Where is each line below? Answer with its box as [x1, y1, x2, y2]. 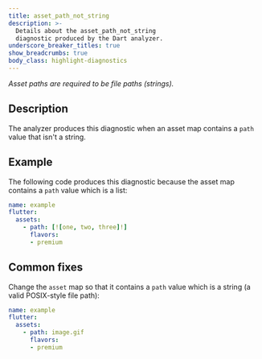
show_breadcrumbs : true [8, 49, 88, 57]
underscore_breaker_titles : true [8, 42, 121, 50]
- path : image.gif [23, 328, 84, 336]
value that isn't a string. [8, 132, 86, 142]
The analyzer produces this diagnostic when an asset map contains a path [8, 123, 255, 133]
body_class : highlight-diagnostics [8, 57, 128, 65]
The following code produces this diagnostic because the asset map [8, 176, 235, 186]
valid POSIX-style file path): [8, 291, 100, 300]
